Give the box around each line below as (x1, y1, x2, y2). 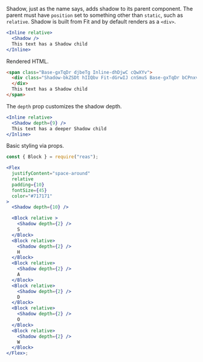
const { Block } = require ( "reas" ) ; (6, 154, 98, 160)
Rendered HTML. (6, 58, 49, 65)
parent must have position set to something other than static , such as (6, 12, 183, 19)
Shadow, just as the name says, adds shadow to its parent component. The (6, 5, 193, 12)
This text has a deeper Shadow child (11, 125, 107, 132)
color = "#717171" (11, 193, 53, 199)
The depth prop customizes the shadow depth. (6, 102, 122, 110)
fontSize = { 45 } (11, 187, 47, 193)
